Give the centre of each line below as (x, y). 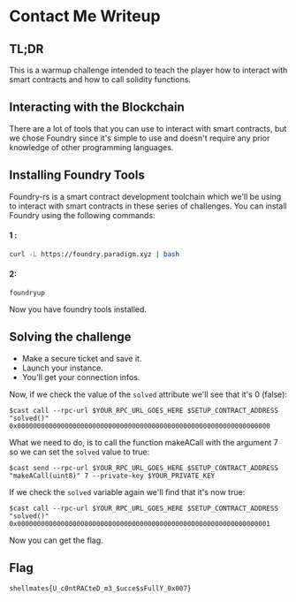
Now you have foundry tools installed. (78, 309)
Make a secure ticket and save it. (82, 358)
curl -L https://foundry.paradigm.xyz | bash (94, 254)
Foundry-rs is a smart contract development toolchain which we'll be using (145, 196)
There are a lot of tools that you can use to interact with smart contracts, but (148, 128)
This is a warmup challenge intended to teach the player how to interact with (148, 70)
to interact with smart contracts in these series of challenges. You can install (148, 206)
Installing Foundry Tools (77, 175)
